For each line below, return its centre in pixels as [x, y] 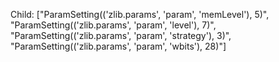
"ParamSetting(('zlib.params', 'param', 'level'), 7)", [113, 25]
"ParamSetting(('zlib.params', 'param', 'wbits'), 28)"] [118, 46]
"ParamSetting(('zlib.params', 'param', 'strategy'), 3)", [121, 35]
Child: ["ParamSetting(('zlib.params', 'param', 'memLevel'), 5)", [140, 14]
